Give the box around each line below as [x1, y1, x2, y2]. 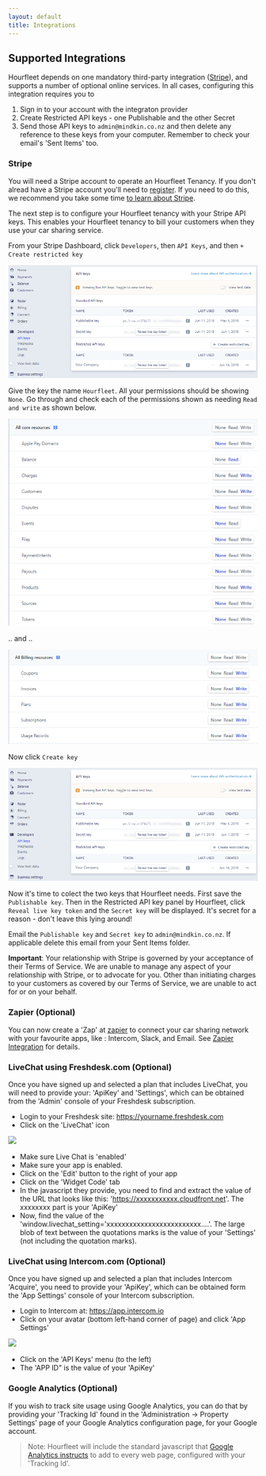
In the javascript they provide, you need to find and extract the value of [19, 1185, 252, 1195]
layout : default [8, 13, 62, 21]
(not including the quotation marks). [19, 1236, 137, 1245]
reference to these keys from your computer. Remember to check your [19, 130, 250, 140]
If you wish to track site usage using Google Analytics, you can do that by [8, 1401, 248, 1410]
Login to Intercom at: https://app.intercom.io [19, 1306, 165, 1316]
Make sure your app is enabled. [19, 1160, 123, 1169]
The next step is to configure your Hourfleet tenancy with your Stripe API [8, 208, 246, 218]
